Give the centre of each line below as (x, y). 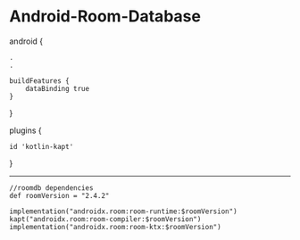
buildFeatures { (39, 81)
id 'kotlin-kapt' (42, 146)
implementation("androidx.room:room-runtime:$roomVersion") (124, 211)
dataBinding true (58, 88)
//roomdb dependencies (51, 188)
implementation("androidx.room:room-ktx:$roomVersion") (115, 227)
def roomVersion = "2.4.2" (59, 195)
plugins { (25, 130)
